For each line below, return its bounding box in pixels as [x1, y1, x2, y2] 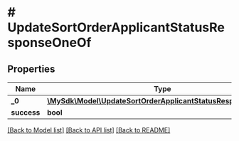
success [11, 108, 41, 117]
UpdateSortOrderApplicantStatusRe [7, 19, 225, 36]
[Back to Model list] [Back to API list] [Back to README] [7, 126, 171, 134]
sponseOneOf [7, 35, 92, 51]
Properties [7, 63, 55, 75]
